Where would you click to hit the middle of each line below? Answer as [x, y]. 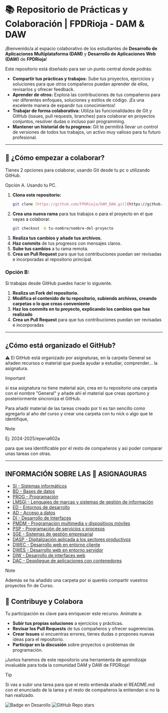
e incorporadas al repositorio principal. [52, 259]
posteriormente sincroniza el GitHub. [43, 398]
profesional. [25, 137]
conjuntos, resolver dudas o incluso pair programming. [69, 121]
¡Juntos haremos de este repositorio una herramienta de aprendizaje [76, 660]
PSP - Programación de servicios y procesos [58, 529]
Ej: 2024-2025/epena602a [32, 438]
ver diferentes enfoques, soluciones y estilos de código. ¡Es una [78, 100]
